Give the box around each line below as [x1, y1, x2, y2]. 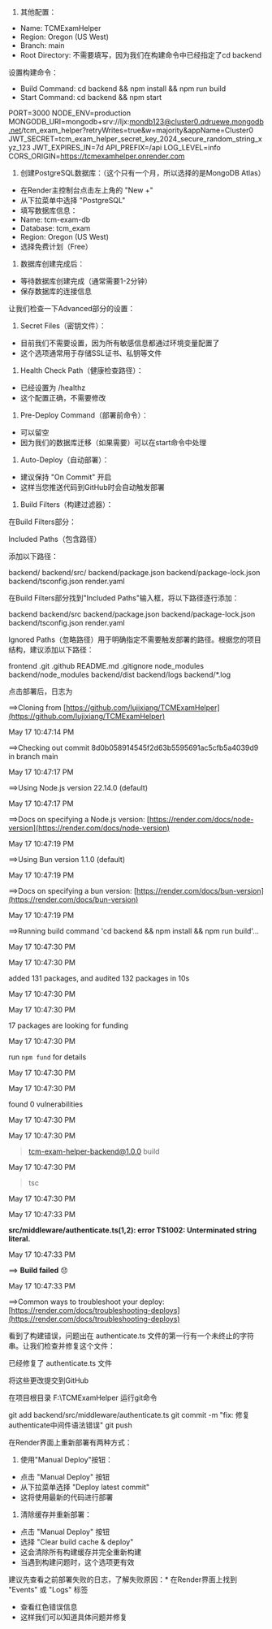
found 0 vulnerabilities [8, 1099, 84, 1109]
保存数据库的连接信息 [19, 287, 92, 296]
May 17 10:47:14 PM [8, 727, 75, 737]
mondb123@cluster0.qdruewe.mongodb [129, 117, 264, 126]
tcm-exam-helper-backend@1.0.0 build [28, 1146, 160, 1156]
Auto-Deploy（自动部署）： [19, 455, 110, 465]
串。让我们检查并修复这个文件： [8, 1341, 115, 1350]
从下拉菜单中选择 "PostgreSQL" [19, 196, 126, 205]
